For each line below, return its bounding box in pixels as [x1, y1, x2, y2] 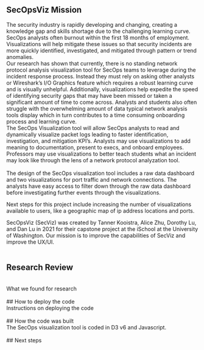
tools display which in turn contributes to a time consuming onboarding [6, 111, 185, 118]
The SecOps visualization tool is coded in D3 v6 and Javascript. [6, 323, 166, 331]
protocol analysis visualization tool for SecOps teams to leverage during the [6, 66, 196, 74]
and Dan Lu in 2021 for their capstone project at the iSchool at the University [6, 225, 199, 233]
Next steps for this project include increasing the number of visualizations [6, 201, 192, 208]
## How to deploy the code [6, 298, 75, 305]
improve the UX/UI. [6, 238, 55, 245]
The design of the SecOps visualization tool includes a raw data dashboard [6, 170, 195, 177]
